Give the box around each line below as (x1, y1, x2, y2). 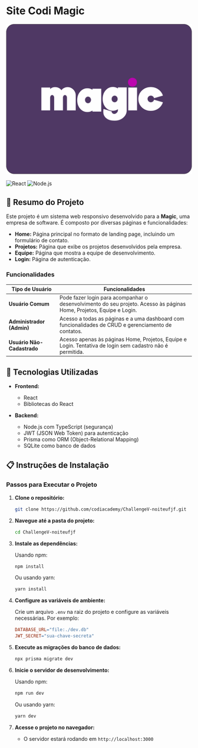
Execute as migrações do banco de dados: (14, 644, 121, 651)
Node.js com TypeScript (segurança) (23, 424, 114, 431)
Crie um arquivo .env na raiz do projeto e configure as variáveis (14, 609, 169, 616)
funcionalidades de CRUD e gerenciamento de (59, 321, 172, 329)
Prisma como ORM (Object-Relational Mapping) (23, 436, 139, 443)
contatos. (59, 327, 82, 334)
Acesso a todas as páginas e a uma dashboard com (59, 315, 184, 322)
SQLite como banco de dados (23, 442, 96, 450)
